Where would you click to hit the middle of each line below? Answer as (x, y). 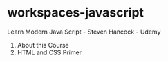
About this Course (43, 45)
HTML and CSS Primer (49, 52)
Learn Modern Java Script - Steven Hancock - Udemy (84, 32)
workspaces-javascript (75, 13)
